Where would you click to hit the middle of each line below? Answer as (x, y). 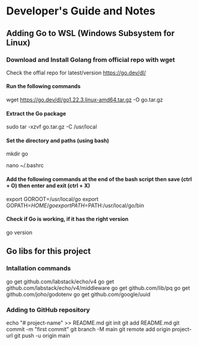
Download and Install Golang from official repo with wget (91, 59)
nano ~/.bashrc (25, 166)
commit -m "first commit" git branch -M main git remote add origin (88, 329)
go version (19, 232)
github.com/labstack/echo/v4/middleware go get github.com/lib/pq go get (98, 288)
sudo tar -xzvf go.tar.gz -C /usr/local (52, 127)
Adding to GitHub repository (48, 310)
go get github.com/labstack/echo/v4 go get (60, 281)
